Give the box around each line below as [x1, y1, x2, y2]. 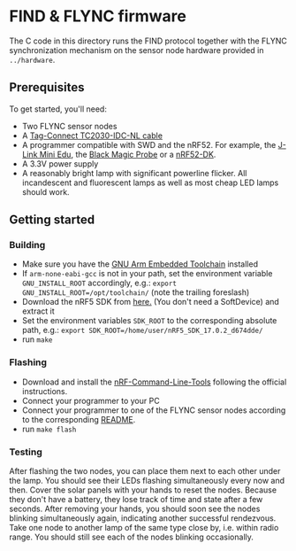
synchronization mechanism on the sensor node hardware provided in [9, 44, 264, 55]
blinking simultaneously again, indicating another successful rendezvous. [9, 513, 277, 524]
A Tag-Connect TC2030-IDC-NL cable [21, 130, 163, 141]
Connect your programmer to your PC [21, 395, 161, 406]
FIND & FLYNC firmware [9, 6, 187, 27]
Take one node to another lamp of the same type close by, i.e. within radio [9, 523, 279, 533]
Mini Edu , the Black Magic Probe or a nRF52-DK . [39, 149, 216, 159]
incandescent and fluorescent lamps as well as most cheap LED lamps [21, 177, 279, 188]
